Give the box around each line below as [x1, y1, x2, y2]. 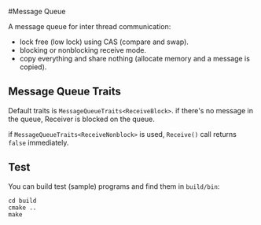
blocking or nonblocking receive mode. [19, 46, 147, 54]
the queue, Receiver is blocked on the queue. [8, 114, 156, 124]
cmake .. [8, 204, 37, 212]
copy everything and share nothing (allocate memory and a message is [19, 54, 250, 63]
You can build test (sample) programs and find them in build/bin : [8, 181, 220, 191]
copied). [19, 62, 47, 72]
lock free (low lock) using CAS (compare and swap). [19, 37, 189, 46]
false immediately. [8, 138, 69, 147]
